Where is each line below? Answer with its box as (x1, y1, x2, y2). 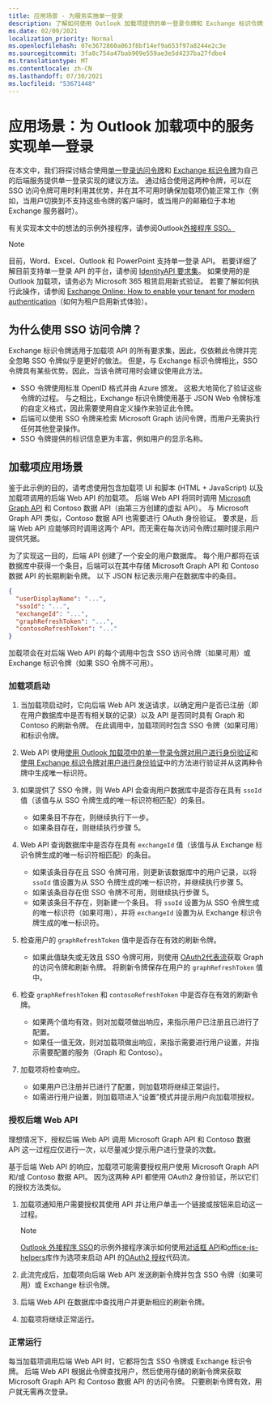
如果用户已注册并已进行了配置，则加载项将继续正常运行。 (32, 1082, 224, 1092)
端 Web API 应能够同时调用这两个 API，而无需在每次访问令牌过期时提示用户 (8, 523, 261, 533)
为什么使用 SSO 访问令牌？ (8, 322, 142, 336)
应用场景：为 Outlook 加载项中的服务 (8, 117, 254, 135)
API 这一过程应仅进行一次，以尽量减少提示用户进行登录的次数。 (8, 1144, 221, 1154)
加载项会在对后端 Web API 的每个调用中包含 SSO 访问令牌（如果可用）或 (8, 648, 251, 658)
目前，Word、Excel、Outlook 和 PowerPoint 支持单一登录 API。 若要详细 (8, 256, 251, 266)
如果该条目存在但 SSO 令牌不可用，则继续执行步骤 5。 (32, 888, 214, 898)
